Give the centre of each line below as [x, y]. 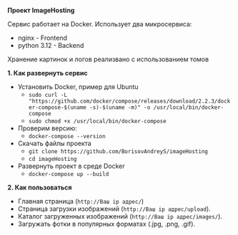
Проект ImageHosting [41, 10]
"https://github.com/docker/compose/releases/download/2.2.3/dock [129, 101]
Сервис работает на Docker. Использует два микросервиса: [100, 24]
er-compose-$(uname [58, 108]
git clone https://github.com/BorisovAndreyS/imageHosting [118, 152]
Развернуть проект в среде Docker [71, 166]
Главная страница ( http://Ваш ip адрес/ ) [81, 201]
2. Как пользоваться [40, 187]
